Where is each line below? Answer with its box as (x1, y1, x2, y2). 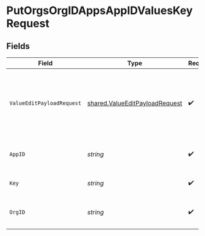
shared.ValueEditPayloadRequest (87, 99, 182, 107)
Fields (6, 41, 31, 51)
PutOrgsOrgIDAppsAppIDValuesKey (6, 4, 193, 18)
